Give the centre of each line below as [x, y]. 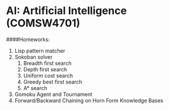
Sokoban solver [33, 57]
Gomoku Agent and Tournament [53, 94]
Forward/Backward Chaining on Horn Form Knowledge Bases [89, 100]
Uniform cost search [48, 75]
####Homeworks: [28, 39]
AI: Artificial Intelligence [67, 11]
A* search [35, 88]
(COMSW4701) [43, 23]
